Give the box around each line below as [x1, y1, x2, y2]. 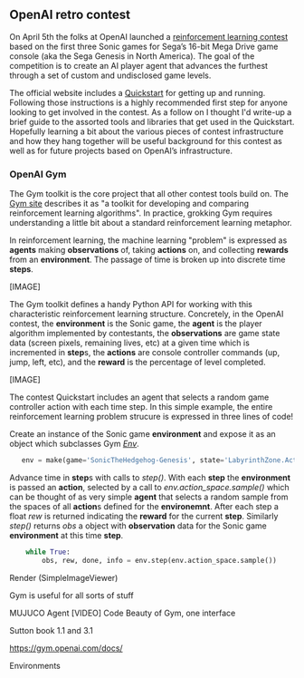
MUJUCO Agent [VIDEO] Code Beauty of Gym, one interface [9, 607, 236, 618]
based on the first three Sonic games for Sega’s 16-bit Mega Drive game [9, 41, 279, 52]
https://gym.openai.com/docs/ [9, 643, 124, 654]
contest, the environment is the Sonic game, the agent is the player [9, 318, 262, 329]
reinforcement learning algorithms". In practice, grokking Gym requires [9, 208, 273, 218]
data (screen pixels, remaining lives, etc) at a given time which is [9, 337, 251, 348]
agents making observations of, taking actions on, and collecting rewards [9, 245, 290, 256]
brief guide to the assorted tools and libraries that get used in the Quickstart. [9, 116, 295, 127]
